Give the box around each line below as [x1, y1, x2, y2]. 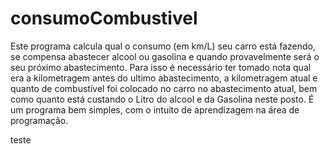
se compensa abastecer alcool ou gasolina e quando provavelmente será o [10, 50, 320, 62]
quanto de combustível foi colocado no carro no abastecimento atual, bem [10, 82, 318, 94]
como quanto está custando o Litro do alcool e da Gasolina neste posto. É [10, 93, 315, 105]
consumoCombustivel [10, 7, 198, 30]
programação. [10, 114, 69, 126]
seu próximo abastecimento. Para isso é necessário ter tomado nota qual [10, 61, 312, 73]
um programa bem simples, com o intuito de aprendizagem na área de [10, 103, 300, 116]
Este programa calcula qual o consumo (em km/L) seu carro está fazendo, [10, 40, 316, 52]
